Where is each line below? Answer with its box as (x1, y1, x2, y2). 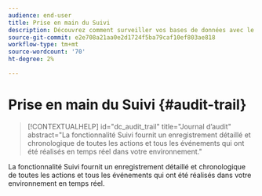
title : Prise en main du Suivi (8, 19, 111, 27)
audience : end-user (8, 11, 72, 20)
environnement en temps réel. (8, 178, 105, 188)
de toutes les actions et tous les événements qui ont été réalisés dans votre (8, 170, 252, 180)
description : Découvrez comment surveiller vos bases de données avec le (8, 26, 255, 34)
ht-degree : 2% (8, 56, 55, 64)
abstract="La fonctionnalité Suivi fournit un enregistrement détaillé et (27, 130, 251, 140)
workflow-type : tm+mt (8, 41, 79, 49)
